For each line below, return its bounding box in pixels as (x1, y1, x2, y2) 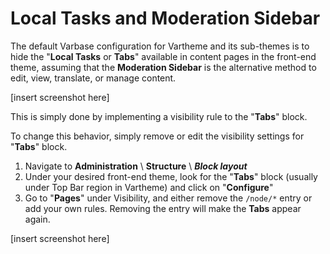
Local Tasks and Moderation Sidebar (10, 7, 321, 30)
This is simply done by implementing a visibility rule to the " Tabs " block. (10, 110, 308, 122)
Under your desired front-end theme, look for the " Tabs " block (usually (24, 170, 318, 182)
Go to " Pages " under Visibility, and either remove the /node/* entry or (24, 192, 313, 204)
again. (24, 213, 51, 225)
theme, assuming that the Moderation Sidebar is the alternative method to (10, 61, 317, 73)
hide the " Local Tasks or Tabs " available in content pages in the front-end (10, 50, 317, 62)
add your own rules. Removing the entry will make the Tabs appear (24, 202, 302, 214)
